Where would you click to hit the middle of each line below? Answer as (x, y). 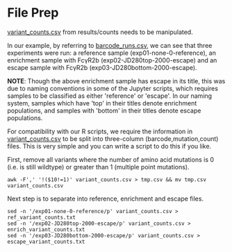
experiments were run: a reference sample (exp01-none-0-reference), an (112, 53)
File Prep (33, 13)
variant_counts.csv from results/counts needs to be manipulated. (100, 32)
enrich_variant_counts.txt (46, 229)
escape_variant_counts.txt (46, 242)
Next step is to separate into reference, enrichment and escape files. (105, 199)
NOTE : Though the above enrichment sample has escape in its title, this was (116, 81)
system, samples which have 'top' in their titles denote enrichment (102, 103)
